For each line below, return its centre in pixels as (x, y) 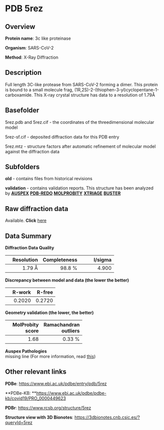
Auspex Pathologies (26, 351)
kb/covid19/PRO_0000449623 (35, 398)
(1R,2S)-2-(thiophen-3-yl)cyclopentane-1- (117, 90)
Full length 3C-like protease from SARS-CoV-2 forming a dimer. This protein (82, 84)
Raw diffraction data (37, 209)
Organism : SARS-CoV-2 (29, 48)
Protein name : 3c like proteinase (38, 38)
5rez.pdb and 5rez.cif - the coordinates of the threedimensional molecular (80, 122)
